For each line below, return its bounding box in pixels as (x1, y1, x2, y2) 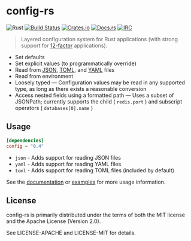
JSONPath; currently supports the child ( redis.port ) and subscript (14, 97, 183, 105)
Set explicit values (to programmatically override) (14, 60, 137, 67)
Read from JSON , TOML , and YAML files (14, 66, 115, 73)
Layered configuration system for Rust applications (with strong (20, 35, 178, 42)
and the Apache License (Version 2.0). (6, 218, 101, 225)
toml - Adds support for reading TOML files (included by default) (14, 166, 175, 174)
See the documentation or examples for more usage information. (6, 178, 166, 185)
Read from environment (14, 72, 74, 80)
